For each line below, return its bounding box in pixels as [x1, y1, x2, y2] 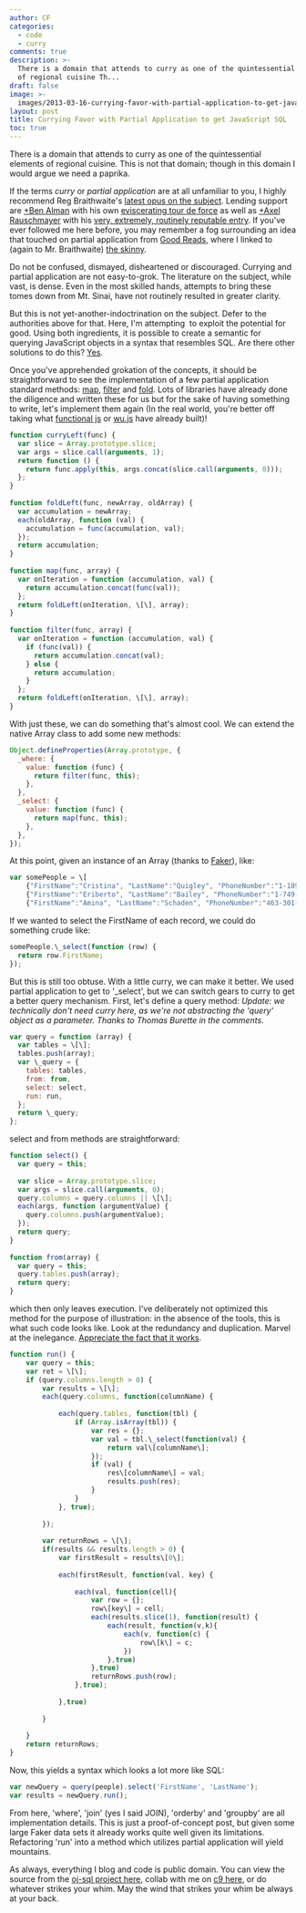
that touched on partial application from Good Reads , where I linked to [9, 234, 273, 244]
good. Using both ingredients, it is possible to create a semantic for [9, 327, 261, 338]
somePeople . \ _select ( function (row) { [9, 942, 157, 951]
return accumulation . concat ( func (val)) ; [25, 583, 181, 593]
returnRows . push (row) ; [90, 1672, 178, 1681]
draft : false [9, 81, 59, 90]
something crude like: [9, 925, 91, 936]
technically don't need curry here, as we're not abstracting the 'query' [9, 1005, 274, 1016]
